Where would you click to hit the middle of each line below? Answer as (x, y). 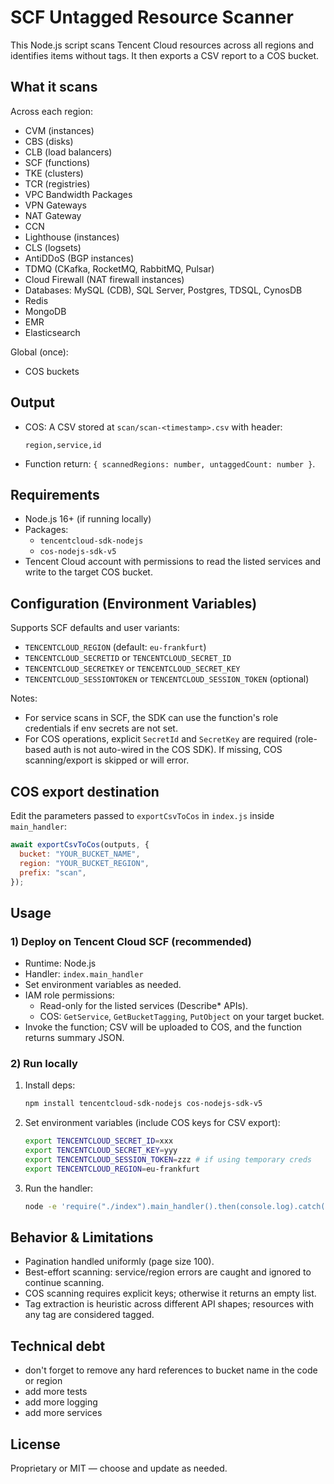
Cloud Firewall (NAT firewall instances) (104, 279)
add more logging (61, 1402)
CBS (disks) (49, 141)
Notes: (24, 698)
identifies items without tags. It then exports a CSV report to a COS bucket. (164, 55)
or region (43, 1381)
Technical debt (58, 1346)
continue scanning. (64, 1283)
